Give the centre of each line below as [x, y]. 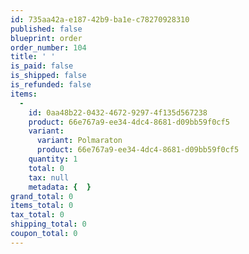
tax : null [49, 177]
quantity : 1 [53, 159]
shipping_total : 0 [48, 224]
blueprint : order [46, 38]
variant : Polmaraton [79, 141]
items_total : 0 [42, 206]
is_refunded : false [51, 85]
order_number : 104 [48, 47]
